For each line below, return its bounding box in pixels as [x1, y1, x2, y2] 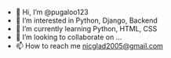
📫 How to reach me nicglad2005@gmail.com [15, 42, 163, 50]
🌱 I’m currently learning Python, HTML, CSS [15, 24, 158, 33]
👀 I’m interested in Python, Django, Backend [15, 16, 158, 25]
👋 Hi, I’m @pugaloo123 [15, 8, 89, 16]
